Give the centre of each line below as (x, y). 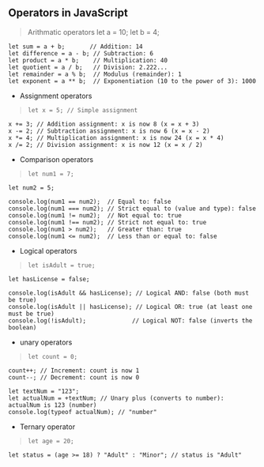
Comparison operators (56, 159)
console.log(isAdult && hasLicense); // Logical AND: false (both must (128, 293)
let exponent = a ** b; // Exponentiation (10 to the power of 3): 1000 (132, 81)
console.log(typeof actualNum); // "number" (83, 412)
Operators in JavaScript (68, 13)
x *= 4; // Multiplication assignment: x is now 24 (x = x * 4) (116, 137)
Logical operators (48, 250)
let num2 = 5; (32, 188)
